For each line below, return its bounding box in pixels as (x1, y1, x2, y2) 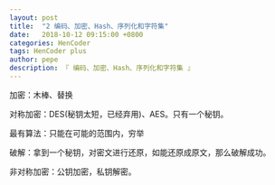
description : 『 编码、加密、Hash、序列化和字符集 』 (9, 64, 194, 73)
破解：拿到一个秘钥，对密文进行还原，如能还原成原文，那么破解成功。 (9, 146, 271, 158)
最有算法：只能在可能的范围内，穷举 (9, 127, 145, 138)
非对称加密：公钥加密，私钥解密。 (9, 166, 137, 177)
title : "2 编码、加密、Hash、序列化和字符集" (9, 22, 169, 31)
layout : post (9, 13, 59, 23)
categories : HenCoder (9, 38, 91, 48)
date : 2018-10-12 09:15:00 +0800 (9, 30, 144, 39)
